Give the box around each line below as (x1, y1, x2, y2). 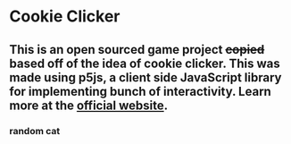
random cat (9, 124, 61, 137)
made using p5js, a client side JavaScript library (9, 70, 282, 85)
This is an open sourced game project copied (9, 42, 265, 57)
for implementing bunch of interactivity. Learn (9, 83, 272, 99)
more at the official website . (9, 97, 168, 113)
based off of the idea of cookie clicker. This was (9, 55, 280, 71)
